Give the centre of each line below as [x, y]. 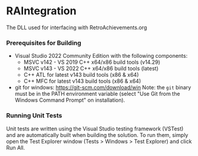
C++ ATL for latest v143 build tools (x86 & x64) [81, 75]
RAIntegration [41, 11]
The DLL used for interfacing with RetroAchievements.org [77, 27]
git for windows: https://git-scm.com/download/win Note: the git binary [103, 88]
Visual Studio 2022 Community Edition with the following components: [101, 56]
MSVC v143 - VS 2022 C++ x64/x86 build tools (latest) [91, 68]
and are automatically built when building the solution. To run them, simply [97, 135]
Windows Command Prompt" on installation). [70, 100]
